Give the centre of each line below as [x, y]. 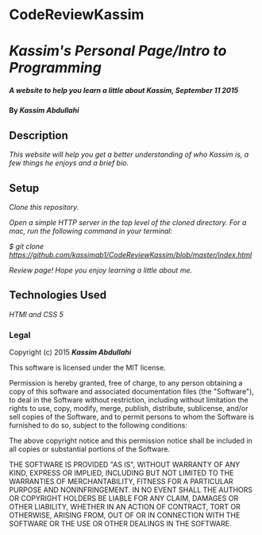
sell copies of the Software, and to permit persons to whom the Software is [132, 417]
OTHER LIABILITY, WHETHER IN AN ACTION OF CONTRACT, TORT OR [125, 507]
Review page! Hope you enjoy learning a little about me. [101, 270]
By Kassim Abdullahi [44, 110]
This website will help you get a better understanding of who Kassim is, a [129, 155]
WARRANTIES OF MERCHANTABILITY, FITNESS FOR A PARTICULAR [121, 482]
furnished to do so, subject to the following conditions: [98, 425]
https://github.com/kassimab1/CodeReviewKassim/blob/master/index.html [131, 254]
